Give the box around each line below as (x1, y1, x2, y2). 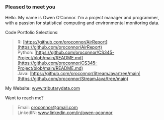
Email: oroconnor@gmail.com (17, 105, 78, 111)
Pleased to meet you (5, 3, 56, 10)
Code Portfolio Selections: (5, 30, 59, 36)
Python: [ (17, 49, 36, 55)
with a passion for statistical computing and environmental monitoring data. (5, 20, 160, 26)
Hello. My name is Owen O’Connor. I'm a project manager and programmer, (5, 15, 159, 21)
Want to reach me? (5, 95, 44, 101)
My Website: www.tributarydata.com (5, 85, 81, 91)
